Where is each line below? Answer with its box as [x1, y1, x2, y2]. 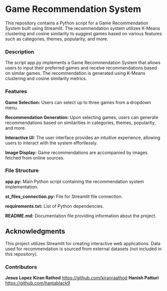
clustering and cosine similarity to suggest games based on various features [5, 30, 162, 36]
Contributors [5, 263, 37, 270]
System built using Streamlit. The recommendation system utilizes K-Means [5, 25, 161, 31]
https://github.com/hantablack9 [5, 280, 71, 286]
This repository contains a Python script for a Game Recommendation [5, 20, 149, 26]
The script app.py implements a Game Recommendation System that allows [5, 60, 161, 66]
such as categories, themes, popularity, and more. [5, 36, 109, 42]
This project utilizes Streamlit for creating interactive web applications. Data [5, 240, 161, 246]
